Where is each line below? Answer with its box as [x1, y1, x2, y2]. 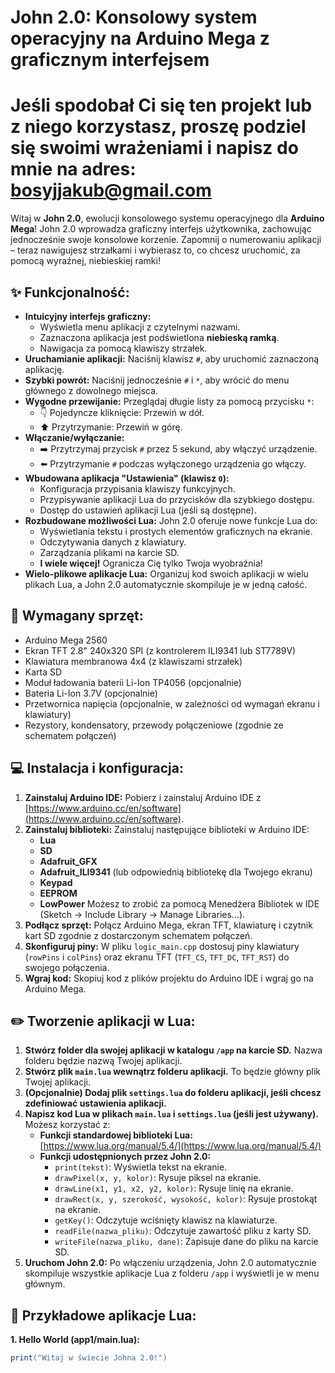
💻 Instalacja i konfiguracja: [10, 760, 184, 777]
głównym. [24, 1278, 66, 1290]
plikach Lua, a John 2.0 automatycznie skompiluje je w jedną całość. [24, 578, 308, 590]
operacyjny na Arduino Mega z [10, 27, 270, 50]
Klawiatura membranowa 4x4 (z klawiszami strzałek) [24, 655, 243, 667]
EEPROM [39, 887, 78, 899]
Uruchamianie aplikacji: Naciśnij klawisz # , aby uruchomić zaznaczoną [24, 352, 320, 365]
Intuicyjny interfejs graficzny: [24, 310, 152, 322]
